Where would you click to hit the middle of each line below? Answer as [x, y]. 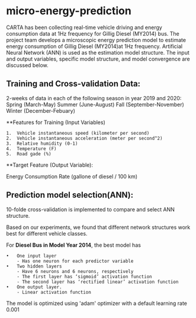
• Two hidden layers [34, 266]
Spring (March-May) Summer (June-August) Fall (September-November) [95, 104]
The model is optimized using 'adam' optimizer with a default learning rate [97, 303]
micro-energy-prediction [69, 11]
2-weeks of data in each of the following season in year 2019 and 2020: [94, 98]
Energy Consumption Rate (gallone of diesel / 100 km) [72, 176]
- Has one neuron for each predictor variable [75, 261]
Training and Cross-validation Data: [73, 84]
